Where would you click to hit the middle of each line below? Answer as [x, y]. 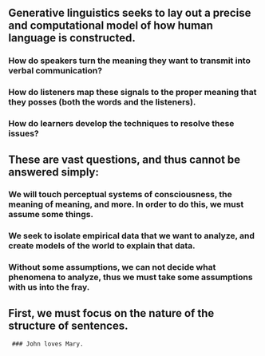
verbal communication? [55, 71]
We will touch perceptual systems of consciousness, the [121, 195]
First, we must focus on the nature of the [111, 313]
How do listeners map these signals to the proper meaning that [132, 93]
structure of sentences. [68, 325]
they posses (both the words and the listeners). [102, 102]
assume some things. [51, 215]
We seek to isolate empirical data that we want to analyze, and [132, 236]
